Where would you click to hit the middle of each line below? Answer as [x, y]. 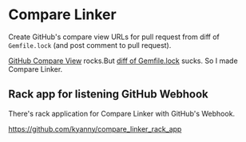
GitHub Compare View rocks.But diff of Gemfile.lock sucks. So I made [123, 61]
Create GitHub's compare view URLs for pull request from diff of [114, 37]
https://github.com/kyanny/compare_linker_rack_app [95, 128]
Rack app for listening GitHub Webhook [109, 95]
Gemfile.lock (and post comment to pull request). [90, 45]
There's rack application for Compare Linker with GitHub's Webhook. [122, 113]
